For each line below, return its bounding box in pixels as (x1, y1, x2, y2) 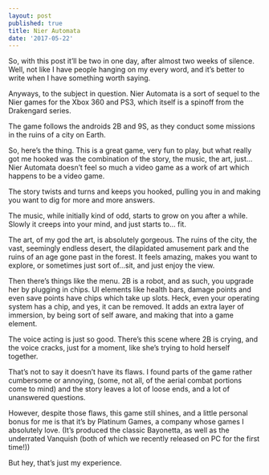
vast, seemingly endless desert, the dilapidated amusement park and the (8, 244, 249, 253)
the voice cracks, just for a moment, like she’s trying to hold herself (8, 343, 230, 353)
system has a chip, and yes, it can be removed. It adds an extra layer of (8, 302, 245, 312)
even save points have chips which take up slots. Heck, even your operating (8, 293, 259, 303)
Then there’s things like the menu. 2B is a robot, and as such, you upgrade (8, 276, 255, 286)
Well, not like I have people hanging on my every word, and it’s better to (8, 65, 245, 75)
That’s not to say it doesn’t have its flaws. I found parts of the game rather (8, 367, 253, 377)
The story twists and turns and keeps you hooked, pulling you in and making (8, 186, 261, 197)
